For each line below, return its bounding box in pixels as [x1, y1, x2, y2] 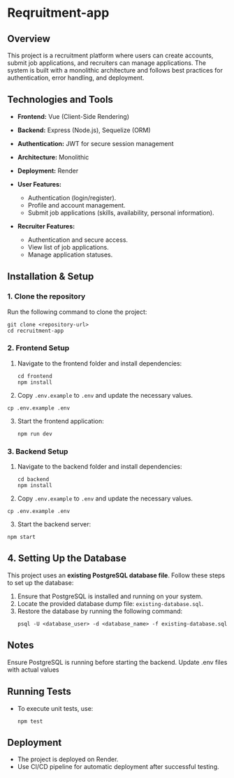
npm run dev [17, 430, 52, 438]
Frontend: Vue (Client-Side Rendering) [17, 112, 130, 120]
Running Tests [7, 686, 71, 698]
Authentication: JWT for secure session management [17, 139, 174, 147]
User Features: [17, 180, 61, 188]
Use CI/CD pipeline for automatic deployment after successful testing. [17, 763, 219, 771]
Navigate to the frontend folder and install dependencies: [17, 359, 182, 368]
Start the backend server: [17, 520, 92, 528]
